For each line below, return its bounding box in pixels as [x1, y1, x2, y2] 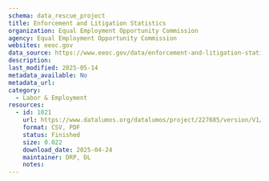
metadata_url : [8, 78, 56, 86]
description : [8, 57, 52, 65]
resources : [8, 101, 45, 109]
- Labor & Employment [15, 94, 88, 102]
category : [8, 86, 42, 95]
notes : [22, 161, 45, 169]
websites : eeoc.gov [8, 42, 74, 50]
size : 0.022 [22, 138, 62, 147]
